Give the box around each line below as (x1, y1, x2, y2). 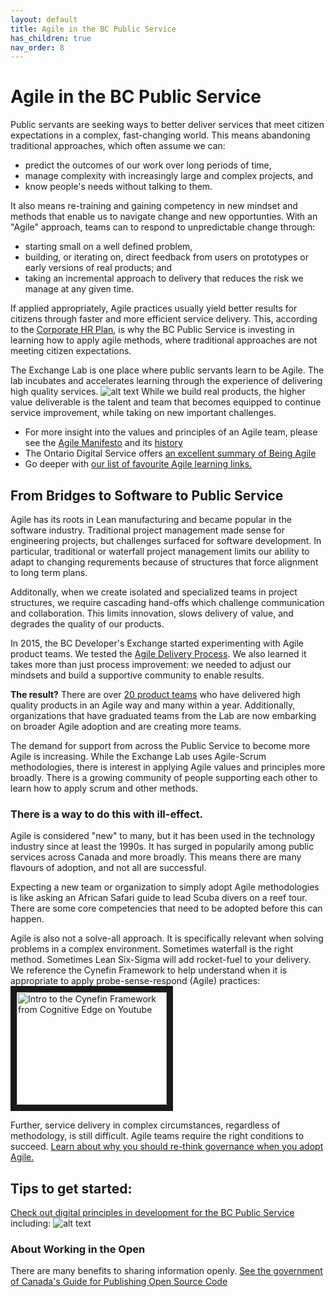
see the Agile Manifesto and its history (24, 437, 183, 449)
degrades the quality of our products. (10, 618, 165, 630)
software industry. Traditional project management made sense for (10, 524, 285, 536)
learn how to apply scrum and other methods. (10, 782, 199, 794)
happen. (10, 913, 45, 925)
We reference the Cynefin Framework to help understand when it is (10, 964, 288, 976)
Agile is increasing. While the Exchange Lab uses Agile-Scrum (10, 751, 267, 762)
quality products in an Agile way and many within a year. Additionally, (10, 699, 296, 711)
